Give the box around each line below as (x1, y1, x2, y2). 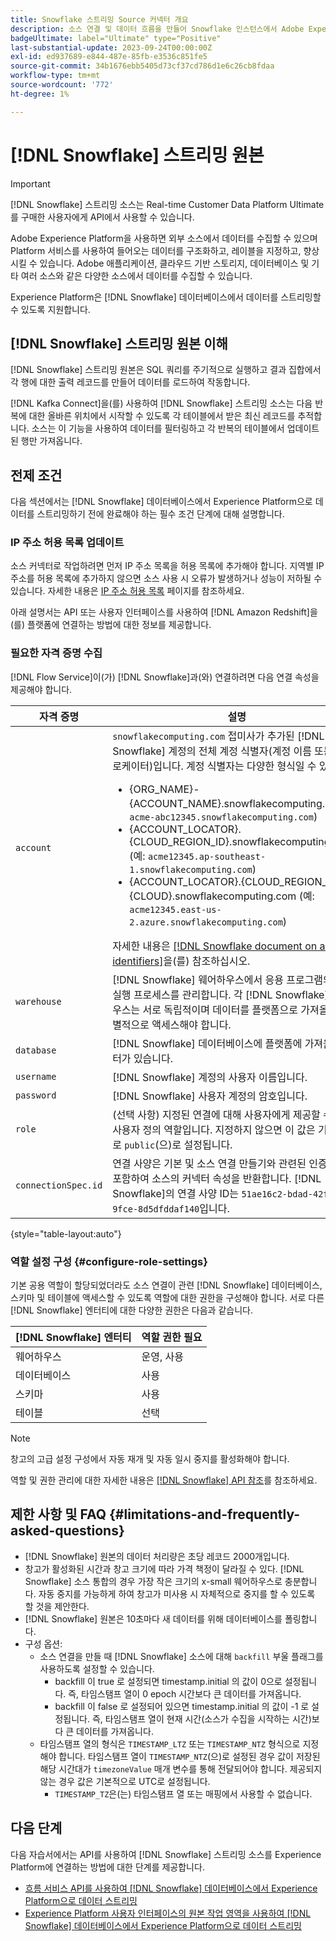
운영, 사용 (141, 1350, 185, 1364)
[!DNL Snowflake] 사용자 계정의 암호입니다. (112, 1089, 308, 1103)
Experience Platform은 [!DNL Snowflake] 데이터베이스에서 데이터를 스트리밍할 (10, 291, 322, 303)
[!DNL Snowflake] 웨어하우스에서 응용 (112, 972, 284, 986)
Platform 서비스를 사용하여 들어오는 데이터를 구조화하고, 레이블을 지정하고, (10, 244, 302, 256)
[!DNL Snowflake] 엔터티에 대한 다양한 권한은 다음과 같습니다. (10, 1304, 253, 1316)
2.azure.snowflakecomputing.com (129, 916, 283, 928)
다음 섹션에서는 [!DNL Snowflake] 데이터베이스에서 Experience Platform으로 (10, 496, 313, 508)
